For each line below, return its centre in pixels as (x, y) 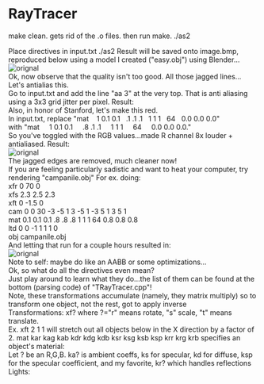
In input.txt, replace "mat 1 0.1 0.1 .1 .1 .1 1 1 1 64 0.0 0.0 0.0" (114, 118)
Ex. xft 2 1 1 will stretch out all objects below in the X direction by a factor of (132, 329)
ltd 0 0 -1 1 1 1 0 (33, 228)
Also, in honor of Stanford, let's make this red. (83, 110)
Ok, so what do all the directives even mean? (81, 270)
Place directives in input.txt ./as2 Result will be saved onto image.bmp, (124, 51)
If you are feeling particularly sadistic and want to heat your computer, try (128, 169)
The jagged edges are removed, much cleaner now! (93, 160)
